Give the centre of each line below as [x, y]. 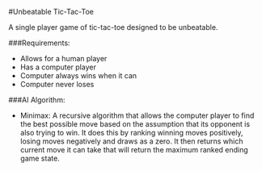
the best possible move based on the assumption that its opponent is [135, 124]
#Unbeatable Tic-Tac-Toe [51, 12]
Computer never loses [57, 84]
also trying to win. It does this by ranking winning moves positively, [131, 133]
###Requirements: [39, 43]
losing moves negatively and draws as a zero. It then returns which [131, 141]
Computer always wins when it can [78, 75]
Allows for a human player [63, 58]
